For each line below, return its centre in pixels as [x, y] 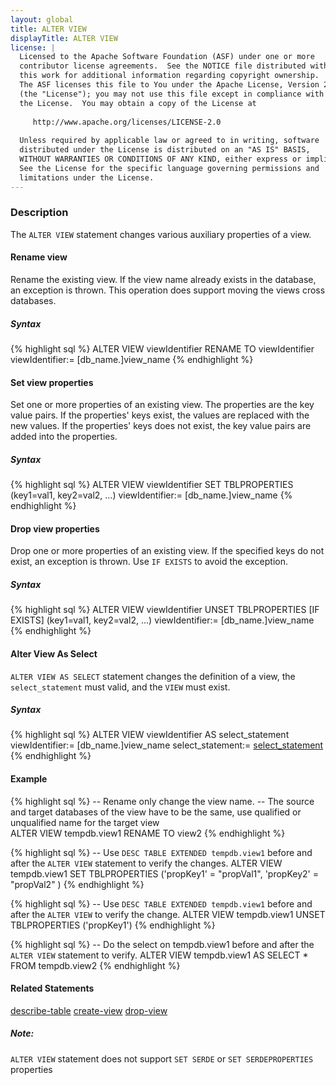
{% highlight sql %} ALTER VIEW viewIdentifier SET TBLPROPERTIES [152, 485]
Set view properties [52, 382]
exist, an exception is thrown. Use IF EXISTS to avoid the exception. [149, 562]
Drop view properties [55, 528]
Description [39, 213]
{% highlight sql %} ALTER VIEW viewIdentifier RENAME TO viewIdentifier [162, 348]
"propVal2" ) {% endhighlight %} [77, 884]
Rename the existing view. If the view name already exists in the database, [163, 279]
